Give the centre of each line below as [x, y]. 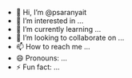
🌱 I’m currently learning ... [58, 29]
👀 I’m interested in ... [50, 21]
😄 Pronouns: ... [42, 58]
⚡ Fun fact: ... [38, 67]
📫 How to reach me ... [53, 47]
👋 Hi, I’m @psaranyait [51, 12]
